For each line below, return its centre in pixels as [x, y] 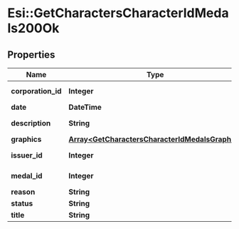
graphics [26, 139]
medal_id [27, 176]
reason [23, 192]
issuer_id [27, 155]
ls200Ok [33, 28]
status [22, 203]
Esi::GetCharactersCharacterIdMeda [118, 13]
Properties [31, 55]
